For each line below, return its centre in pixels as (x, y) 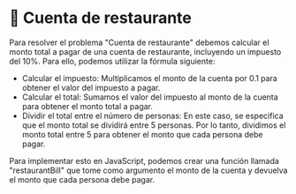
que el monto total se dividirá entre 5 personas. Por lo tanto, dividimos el (154, 125)
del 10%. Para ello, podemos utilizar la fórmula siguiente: (112, 61)
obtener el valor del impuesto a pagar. (91, 87)
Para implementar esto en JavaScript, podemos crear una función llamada (144, 160)
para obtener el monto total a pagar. (87, 106)
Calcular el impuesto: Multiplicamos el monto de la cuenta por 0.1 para (150, 78)
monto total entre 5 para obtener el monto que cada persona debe (142, 134)
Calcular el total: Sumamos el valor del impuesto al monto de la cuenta (150, 97)
